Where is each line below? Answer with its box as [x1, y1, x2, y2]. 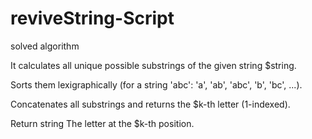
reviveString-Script [10, 7, 175, 30]
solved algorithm [10, 40, 80, 52]
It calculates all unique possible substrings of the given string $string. [10, 59, 297, 71]
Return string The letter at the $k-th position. [10, 117, 195, 129]
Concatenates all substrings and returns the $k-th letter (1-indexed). [10, 98, 291, 110]
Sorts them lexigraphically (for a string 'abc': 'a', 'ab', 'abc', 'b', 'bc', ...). [10, 78, 303, 91]
